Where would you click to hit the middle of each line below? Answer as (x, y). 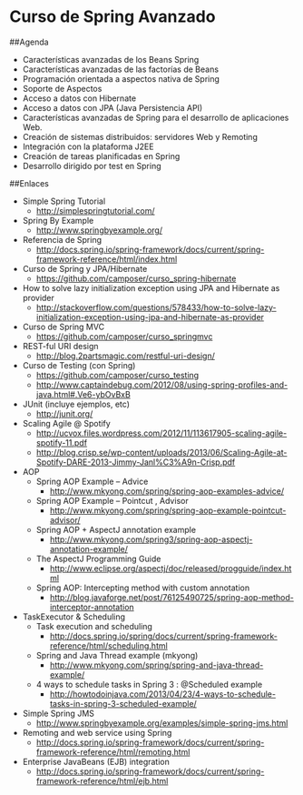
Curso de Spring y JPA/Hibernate (85, 268)
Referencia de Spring (62, 239)
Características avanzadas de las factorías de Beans (121, 69)
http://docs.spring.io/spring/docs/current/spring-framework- (164, 636)
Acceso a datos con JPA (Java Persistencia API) (112, 107)
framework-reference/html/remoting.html (113, 751)
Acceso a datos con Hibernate (79, 98)
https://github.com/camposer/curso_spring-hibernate (136, 278)
